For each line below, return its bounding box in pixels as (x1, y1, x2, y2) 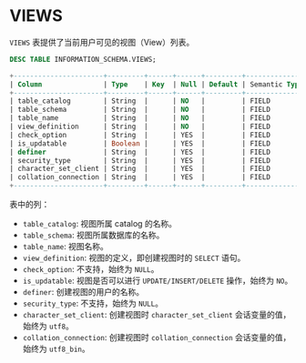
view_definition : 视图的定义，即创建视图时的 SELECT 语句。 (22, 252, 246, 264)
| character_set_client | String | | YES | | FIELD (9, 165, 271, 174)
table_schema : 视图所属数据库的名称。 (22, 229, 165, 241)
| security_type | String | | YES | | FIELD (9, 156, 271, 165)
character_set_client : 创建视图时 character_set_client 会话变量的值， (22, 309, 291, 320)
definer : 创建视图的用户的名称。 (22, 287, 144, 297)
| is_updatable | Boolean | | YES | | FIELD (9, 138, 271, 148)
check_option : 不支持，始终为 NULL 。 (22, 264, 159, 275)
